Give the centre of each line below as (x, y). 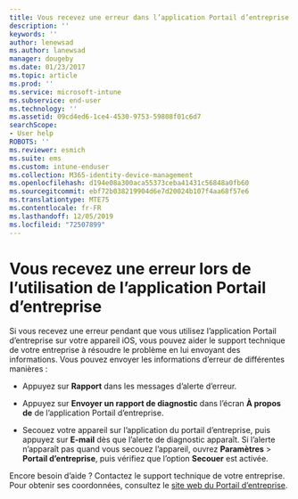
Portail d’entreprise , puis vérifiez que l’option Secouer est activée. (145, 459)
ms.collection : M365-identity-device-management (101, 175)
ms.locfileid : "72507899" (57, 225)
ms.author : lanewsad (48, 51)
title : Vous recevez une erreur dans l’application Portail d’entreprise (149, 17)
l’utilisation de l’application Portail (137, 287)
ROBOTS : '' (29, 142)
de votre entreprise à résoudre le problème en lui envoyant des (125, 350)
